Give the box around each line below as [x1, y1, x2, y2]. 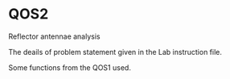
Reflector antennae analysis [8, 31, 101, 41]
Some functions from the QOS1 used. [8, 62, 131, 73]
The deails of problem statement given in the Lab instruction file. [8, 47, 223, 56]
